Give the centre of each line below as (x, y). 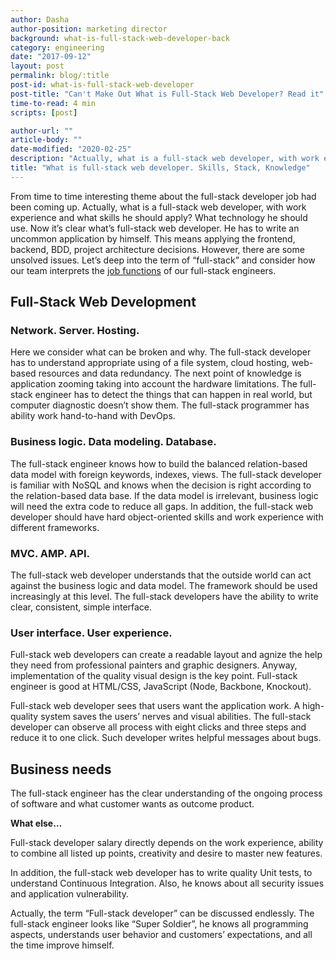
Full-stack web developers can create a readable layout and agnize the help (166, 655)
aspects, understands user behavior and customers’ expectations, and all (161, 935)
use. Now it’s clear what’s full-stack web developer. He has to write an (155, 228)
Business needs (61, 769)
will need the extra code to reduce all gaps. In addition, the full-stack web (162, 506)
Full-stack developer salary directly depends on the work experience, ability (167, 843)
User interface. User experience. (91, 633)
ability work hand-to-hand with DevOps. (93, 416)
